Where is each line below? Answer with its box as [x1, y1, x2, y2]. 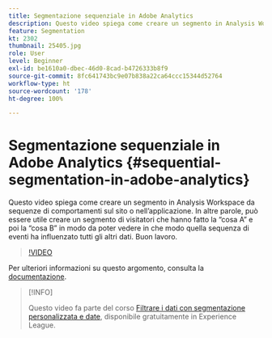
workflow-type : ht [8, 79, 70, 87]
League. [28, 320, 56, 330]
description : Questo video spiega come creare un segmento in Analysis [8, 19, 255, 27]
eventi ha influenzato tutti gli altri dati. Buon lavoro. [8, 232, 178, 242]
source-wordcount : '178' [8, 87, 92, 95]
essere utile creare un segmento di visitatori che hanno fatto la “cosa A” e [8, 215, 253, 225]
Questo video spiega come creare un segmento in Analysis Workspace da [8, 197, 255, 207]
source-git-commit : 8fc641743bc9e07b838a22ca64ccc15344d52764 [8, 72, 223, 80]
